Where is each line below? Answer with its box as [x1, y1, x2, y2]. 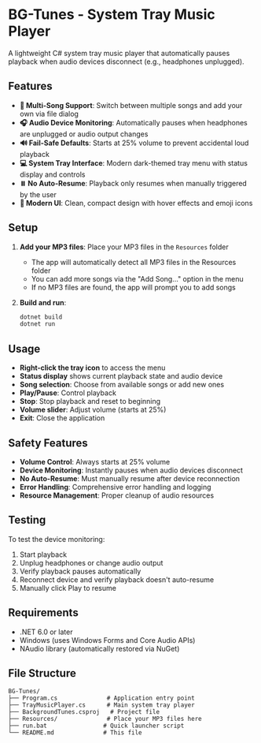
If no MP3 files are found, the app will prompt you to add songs [31, 282, 236, 292]
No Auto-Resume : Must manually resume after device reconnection [19, 473, 241, 483]
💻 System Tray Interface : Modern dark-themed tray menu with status [19, 158, 248, 167]
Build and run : [19, 297, 67, 307]
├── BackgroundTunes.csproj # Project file [8, 708, 160, 716]
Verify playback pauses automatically [19, 566, 142, 576]
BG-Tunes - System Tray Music [8, 6, 216, 24]
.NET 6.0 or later [19, 627, 73, 637]
